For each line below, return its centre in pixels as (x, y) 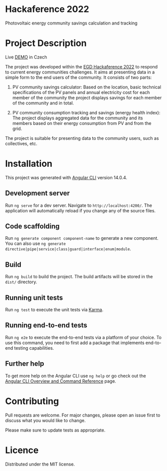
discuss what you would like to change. (45, 420)
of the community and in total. (43, 103)
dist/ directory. (21, 282)
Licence (22, 450)
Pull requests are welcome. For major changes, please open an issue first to (83, 415)
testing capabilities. (34, 348)
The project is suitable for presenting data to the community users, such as (82, 138)
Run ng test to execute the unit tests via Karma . (54, 310)
